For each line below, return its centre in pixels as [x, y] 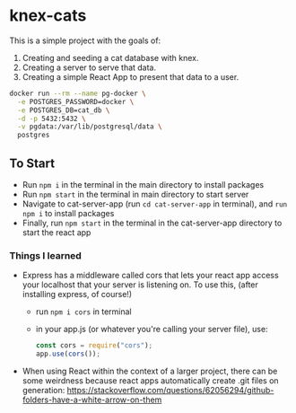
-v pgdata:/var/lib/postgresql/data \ [90, 127]
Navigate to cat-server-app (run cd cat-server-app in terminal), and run [155, 204]
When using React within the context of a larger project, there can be [150, 371]
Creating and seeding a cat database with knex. [110, 57]
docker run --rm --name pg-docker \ [78, 93]
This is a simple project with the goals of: [85, 40]
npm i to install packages [68, 213]
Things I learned [46, 255]
